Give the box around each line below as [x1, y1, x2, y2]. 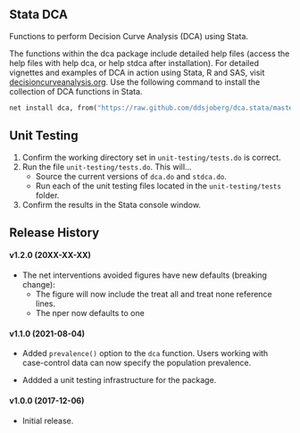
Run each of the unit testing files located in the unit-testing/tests [35, 180, 281, 191]
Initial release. [21, 415, 74, 426]
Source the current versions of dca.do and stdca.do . [35, 171, 228, 181]
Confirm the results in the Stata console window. [21, 199, 201, 210]
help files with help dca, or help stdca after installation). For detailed [9, 57, 259, 68]
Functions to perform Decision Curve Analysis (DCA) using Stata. [9, 30, 248, 41]
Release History [9, 225, 100, 240]
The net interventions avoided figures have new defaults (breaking [21, 270, 268, 280]
